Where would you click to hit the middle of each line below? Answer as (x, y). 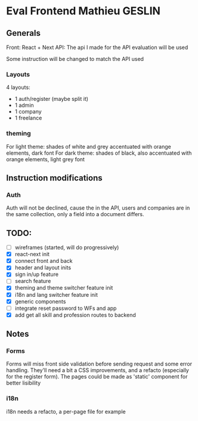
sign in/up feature (36, 274)
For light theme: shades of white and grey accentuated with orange (89, 146)
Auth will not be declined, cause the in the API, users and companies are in (98, 208)
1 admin (24, 105)
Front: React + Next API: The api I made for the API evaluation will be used (97, 47)
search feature (33, 281)
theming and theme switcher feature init (64, 288)
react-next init (32, 254)
